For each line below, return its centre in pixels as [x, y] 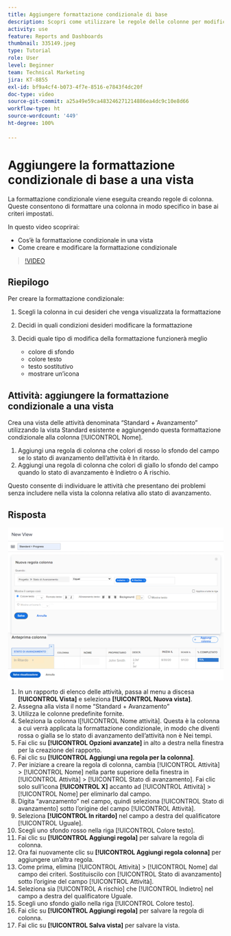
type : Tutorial [29, 51]
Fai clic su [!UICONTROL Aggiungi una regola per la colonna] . [106, 757]
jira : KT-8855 [28, 80]
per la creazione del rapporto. [60, 750]
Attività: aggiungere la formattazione [88, 395]
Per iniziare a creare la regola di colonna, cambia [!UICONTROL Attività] [119, 764]
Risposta [27, 515]
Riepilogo [28, 282]
